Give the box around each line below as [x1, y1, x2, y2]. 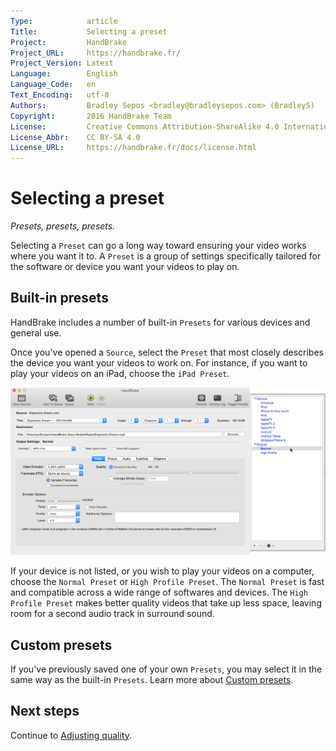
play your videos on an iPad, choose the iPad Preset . [10, 367, 230, 379]
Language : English [10, 69, 118, 79]
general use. [10, 326, 62, 339]
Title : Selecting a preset [10, 26, 168, 37]
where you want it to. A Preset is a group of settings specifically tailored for [10, 250, 322, 262]
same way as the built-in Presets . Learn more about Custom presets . [10, 673, 294, 685]
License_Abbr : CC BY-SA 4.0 [10, 132, 141, 142]
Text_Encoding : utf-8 [10, 90, 110, 100]
